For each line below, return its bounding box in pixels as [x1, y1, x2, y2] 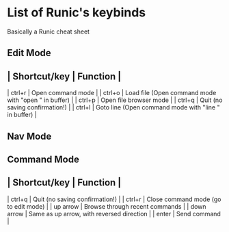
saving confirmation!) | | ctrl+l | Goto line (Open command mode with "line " [7, 103, 220, 112]
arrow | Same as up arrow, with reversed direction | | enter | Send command [7, 209, 221, 218]
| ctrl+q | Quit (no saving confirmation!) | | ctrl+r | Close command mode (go [7, 195, 221, 203]
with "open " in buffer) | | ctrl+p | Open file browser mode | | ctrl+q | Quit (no [7, 96, 223, 104]
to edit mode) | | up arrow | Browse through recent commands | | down [7, 202, 206, 210]
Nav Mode [7, 130, 52, 142]
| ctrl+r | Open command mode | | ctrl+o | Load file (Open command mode [7, 89, 217, 97]
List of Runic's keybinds [7, 5, 146, 21]
